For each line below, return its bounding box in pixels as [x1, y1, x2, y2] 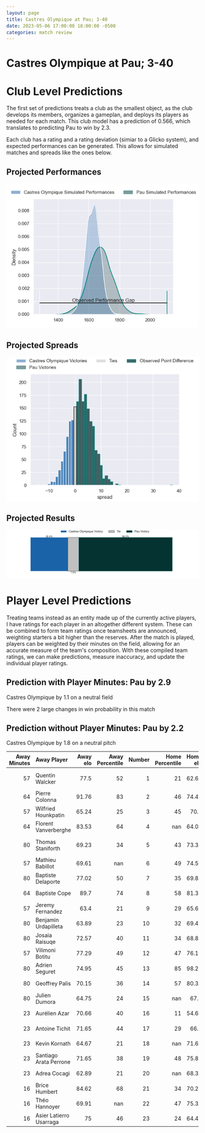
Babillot [35, 863, 55, 870]
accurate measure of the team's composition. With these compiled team [6, 646, 188, 654]
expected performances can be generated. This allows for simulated [6, 143, 179, 150]
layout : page [6, 10, 40, 16]
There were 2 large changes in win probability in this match [6, 705, 156, 712]
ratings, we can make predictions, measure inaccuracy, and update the [6, 653, 185, 660]
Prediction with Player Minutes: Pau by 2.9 [6, 677, 171, 688]
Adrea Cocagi [35, 1070, 70, 1077]
